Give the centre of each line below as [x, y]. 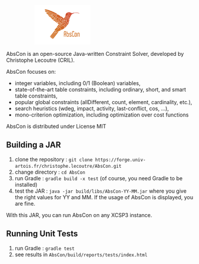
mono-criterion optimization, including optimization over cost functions [102, 115]
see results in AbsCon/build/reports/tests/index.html [81, 254]
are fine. [25, 203]
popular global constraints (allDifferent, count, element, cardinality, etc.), [103, 102]
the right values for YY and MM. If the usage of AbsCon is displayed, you [104, 197]
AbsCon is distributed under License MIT [56, 126]
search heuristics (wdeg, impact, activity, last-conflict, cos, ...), [92, 108]
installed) [26, 184]
